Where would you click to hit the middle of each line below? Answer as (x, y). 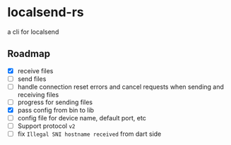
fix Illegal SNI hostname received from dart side (89, 134)
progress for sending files (55, 102)
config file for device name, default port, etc (82, 118)
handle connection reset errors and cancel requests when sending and (121, 87)
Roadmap (29, 54)
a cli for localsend (33, 32)
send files (32, 79)
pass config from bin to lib (55, 110)
